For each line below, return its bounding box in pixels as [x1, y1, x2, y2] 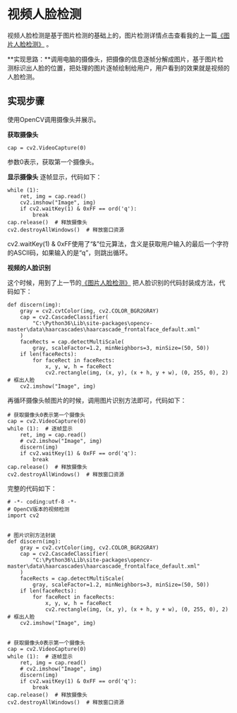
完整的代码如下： [7, 484, 57, 492]
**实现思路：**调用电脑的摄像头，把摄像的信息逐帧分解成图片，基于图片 [7, 54, 218, 63]
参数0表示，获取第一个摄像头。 [7, 157, 98, 166]
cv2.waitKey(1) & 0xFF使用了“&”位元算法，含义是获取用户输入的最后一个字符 [7, 239, 229, 248]
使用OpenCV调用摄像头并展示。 [7, 115, 100, 123]
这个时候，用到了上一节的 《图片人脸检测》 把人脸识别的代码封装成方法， [7, 278, 219, 286]
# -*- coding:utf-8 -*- [7, 498, 78, 505]
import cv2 [7, 512, 39, 519]
